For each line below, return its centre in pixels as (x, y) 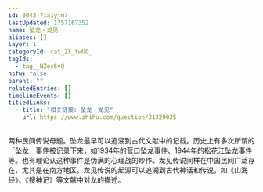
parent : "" (26, 81)
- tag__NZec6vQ (40, 67)
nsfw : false (27, 74)
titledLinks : (29, 103)
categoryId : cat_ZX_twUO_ (50, 52)
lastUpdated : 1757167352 (49, 23)
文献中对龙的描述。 (94, 179)
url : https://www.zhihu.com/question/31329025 (99, 118)
